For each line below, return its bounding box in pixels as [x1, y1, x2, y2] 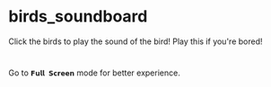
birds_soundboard [8, 6, 148, 27]
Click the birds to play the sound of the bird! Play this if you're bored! [8, 36, 263, 47]
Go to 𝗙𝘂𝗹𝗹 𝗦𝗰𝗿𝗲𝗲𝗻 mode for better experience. [8, 67, 180, 78]
